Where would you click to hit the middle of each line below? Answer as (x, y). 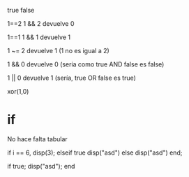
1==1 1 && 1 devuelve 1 (39, 37)
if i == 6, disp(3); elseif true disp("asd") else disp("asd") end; (95, 153)
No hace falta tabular (37, 139)
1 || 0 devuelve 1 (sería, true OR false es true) (71, 78)
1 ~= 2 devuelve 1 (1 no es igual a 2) (58, 51)
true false (21, 10)
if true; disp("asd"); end (41, 166)
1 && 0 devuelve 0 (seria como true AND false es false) (86, 64)
